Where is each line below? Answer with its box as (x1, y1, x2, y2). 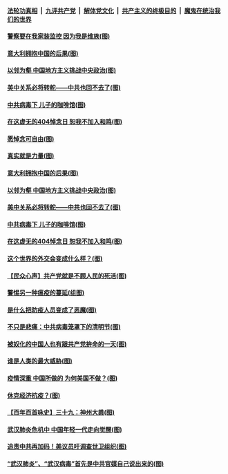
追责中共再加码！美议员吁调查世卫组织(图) (7, 442, 127, 451)
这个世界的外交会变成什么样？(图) (7, 254, 103, 263)
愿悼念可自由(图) (7, 135, 55, 143)
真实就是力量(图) (7, 152, 55, 160)
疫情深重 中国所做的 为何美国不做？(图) (7, 374, 118, 383)
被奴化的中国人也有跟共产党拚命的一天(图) (7, 339, 127, 348)
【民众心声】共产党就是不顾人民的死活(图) (7, 272, 127, 280)
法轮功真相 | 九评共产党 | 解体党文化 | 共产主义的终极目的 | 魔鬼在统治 (7, 6, 215, 15)
